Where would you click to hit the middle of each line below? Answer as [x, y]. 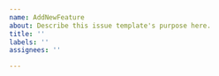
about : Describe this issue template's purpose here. [110, 26]
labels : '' [29, 42]
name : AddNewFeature [47, 17]
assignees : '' [35, 50]
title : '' [27, 34]
